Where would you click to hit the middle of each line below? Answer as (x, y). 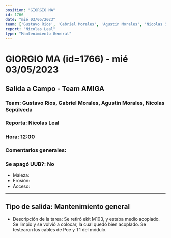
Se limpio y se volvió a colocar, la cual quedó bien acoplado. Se (79, 224)
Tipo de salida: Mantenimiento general (68, 207)
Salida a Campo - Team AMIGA (55, 88)
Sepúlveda (19, 109)
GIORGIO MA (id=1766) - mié (67, 59)
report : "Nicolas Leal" (31, 29)
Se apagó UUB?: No (30, 164)
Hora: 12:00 (20, 137)
